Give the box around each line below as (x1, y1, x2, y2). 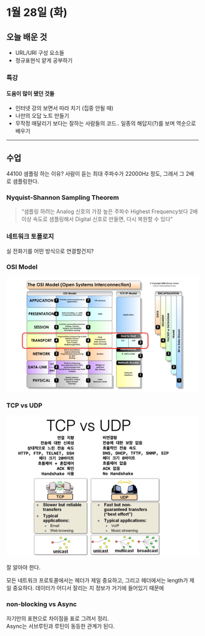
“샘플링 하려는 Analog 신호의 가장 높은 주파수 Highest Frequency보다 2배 (21, 208, 198, 215)
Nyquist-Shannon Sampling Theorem (6, 193, 120, 201)
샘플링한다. (12, 178, 40, 185)
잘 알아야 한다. (6, 564, 41, 571)
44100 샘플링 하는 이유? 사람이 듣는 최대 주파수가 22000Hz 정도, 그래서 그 (6, 170, 185, 177)
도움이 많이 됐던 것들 (6, 90, 55, 97)
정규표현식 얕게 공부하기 (15, 57, 73, 64)
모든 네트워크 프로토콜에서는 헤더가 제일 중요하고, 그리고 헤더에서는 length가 (6, 577, 189, 584)
